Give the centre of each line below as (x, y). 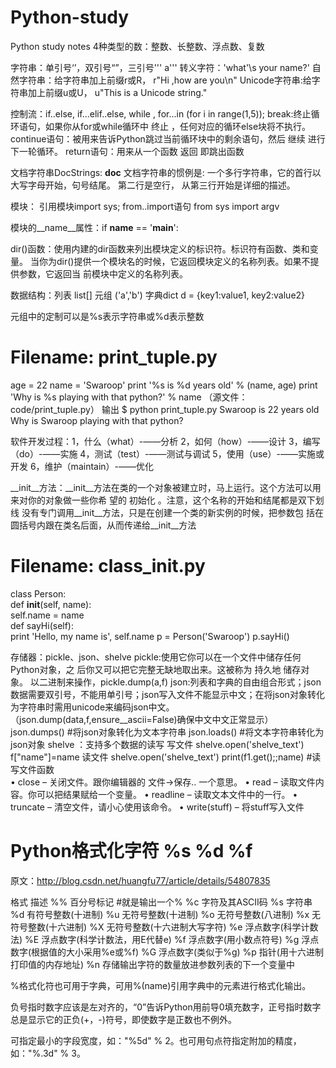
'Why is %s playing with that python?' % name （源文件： (129, 397)
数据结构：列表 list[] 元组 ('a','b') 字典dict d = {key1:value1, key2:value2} (158, 295)
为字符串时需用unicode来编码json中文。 (92, 707)
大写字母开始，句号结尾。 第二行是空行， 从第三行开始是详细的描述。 (153, 185)
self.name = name (47, 615)
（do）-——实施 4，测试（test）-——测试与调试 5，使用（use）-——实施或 (167, 453)
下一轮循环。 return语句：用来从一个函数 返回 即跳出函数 (127, 151)
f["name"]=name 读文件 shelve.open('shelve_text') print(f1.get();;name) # (161, 757)
